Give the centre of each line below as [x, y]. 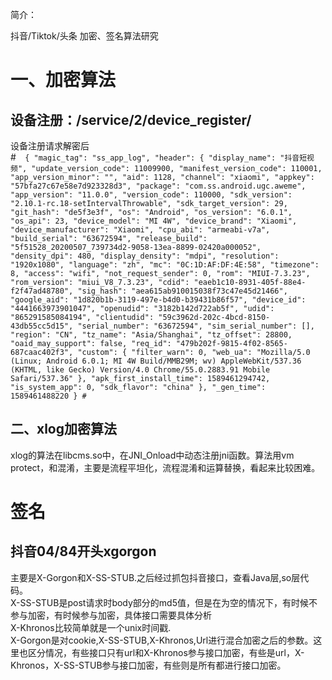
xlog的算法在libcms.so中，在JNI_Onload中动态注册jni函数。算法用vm [152, 455]
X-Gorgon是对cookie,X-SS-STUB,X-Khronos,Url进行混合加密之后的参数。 [162, 640]
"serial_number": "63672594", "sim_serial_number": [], [196, 326]
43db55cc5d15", [42, 326]
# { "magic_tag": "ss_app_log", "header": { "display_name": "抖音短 [159, 157]
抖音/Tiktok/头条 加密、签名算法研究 [84, 36]
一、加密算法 [63, 80]
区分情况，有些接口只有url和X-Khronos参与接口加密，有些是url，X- [166, 652]
